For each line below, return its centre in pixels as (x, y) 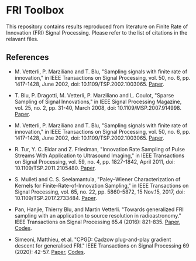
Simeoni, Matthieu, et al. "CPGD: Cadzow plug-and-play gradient (93, 239)
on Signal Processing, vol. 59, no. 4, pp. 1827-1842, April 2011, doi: (95, 161)
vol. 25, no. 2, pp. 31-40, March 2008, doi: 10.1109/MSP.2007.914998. (98, 108)
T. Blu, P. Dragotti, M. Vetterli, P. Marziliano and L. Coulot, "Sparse (94, 95)
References (27, 57)
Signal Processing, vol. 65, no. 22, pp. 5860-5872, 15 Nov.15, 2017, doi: (100, 192)
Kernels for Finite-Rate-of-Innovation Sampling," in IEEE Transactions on (102, 185)
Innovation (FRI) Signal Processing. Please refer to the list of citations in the (97, 32)
